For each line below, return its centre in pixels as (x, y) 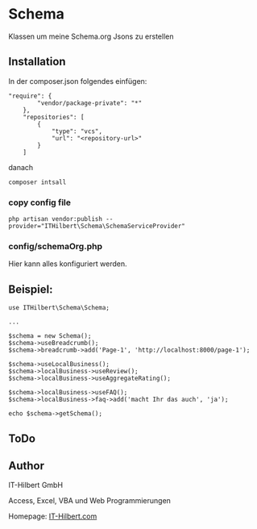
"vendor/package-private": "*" (90, 103)
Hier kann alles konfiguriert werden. (68, 264)
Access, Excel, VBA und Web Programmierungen (90, 501)
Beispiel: (31, 289)
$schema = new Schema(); (50, 336)
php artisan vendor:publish (56, 219)
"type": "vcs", (77, 131)
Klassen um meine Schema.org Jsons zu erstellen (91, 36)
